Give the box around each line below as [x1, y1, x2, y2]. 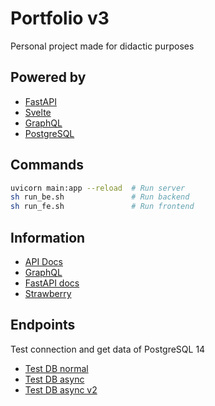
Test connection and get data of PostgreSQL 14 [10, 343, 206, 355]
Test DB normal [24, 362, 89, 374]
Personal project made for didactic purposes [10, 40, 195, 52]
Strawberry [24, 288, 72, 299]
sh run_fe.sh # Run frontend [10, 202, 195, 212]
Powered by [10, 69, 87, 86]
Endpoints [10, 317, 76, 334]
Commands [10, 157, 85, 174]
